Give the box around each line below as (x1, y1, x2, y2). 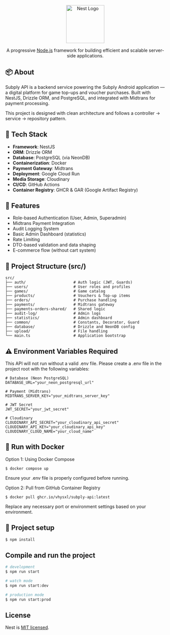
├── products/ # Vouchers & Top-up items (5, 293, 130, 298)
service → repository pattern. (5, 115, 67, 121)
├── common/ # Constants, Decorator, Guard (5, 320, 140, 325)
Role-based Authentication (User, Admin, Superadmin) (12, 215, 127, 221)
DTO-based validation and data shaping (12, 242, 96, 248)
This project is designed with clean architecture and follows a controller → (5, 110, 160, 116)
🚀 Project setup (5, 523, 55, 532)
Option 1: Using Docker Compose (5, 456, 75, 462)
